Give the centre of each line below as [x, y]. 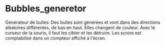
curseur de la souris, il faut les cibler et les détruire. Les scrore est [73, 33]
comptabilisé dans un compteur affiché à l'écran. [56, 38]
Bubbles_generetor [46, 9]
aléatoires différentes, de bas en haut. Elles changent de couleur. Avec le [80, 27]
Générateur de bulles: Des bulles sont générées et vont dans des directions [83, 22]
